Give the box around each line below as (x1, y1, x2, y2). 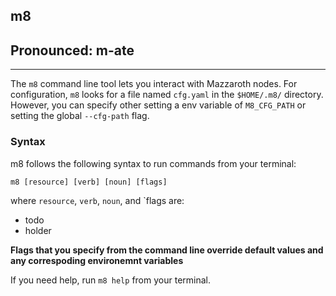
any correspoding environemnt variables (10, 254, 184, 266)
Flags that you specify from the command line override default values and (10, 244, 324, 256)
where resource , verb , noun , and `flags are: (10, 194, 185, 206)
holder (24, 224, 52, 236)
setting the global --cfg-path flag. (10, 110, 150, 122)
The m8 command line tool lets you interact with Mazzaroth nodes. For (10, 78, 298, 90)
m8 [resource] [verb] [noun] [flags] (10, 177, 168, 187)
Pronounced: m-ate (10, 42, 135, 59)
